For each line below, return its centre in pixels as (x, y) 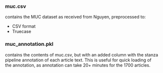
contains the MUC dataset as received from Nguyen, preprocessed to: (75, 17)
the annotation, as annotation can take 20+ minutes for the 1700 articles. (78, 65)
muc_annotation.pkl (29, 44)
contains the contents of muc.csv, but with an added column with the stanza (81, 55)
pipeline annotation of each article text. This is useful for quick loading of (78, 60)
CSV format (24, 26)
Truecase (22, 32)
